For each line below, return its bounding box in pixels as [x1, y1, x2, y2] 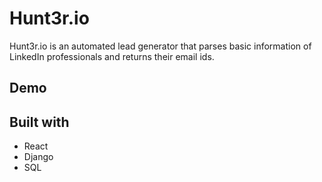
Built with [9, 113, 70, 131]
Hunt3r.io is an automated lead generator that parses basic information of [9, 40, 312, 52]
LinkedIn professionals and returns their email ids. [9, 50, 215, 62]
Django [23, 151, 54, 163]
